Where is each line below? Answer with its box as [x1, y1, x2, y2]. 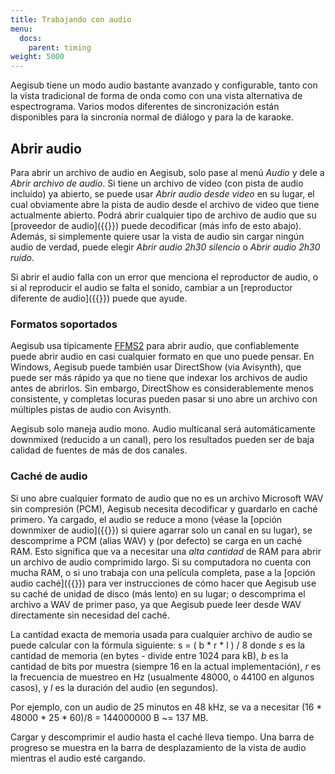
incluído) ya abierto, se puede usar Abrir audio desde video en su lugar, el [10, 187, 315, 200]
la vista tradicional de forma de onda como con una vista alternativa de [10, 90, 303, 102]
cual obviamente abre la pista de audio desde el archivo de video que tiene [10, 198, 320, 210]
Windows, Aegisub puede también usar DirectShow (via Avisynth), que [10, 361, 302, 373]
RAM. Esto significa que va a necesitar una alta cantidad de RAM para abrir [10, 545, 322, 557]
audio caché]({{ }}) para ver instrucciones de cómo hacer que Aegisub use [10, 577, 317, 589]
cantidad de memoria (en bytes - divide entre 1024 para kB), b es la [10, 649, 289, 661]
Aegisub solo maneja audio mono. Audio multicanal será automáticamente [10, 423, 316, 435]
